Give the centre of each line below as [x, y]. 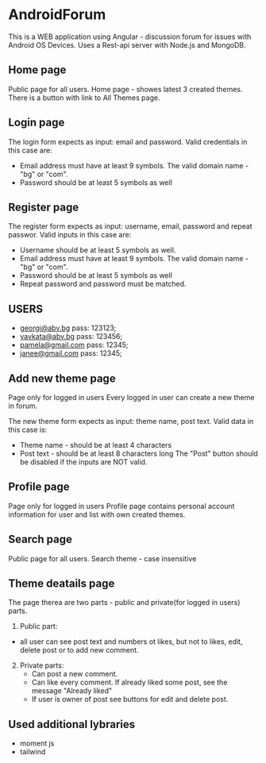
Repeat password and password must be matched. [103, 284]
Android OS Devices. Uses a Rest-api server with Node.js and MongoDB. [127, 44]
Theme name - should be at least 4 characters [96, 445]
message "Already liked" [72, 691]
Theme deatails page [62, 584]
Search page [40, 539]
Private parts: [42, 665]
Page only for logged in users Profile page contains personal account [121, 506]
